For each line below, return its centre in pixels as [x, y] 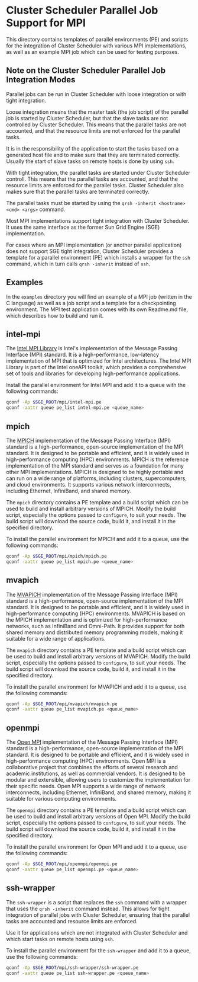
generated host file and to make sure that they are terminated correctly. [93, 155]
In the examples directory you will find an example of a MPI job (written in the [99, 296]
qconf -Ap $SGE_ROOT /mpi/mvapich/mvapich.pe [62, 704]
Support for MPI [46, 23]
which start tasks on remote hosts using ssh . [60, 939]
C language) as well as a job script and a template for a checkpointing [91, 303]
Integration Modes [41, 80]
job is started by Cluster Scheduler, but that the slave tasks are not [87, 118]
